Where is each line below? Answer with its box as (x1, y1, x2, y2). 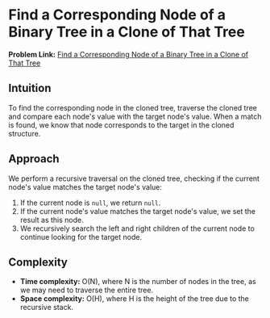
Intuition (8, 82, 52, 95)
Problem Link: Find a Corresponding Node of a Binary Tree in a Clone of (8, 49, 248, 59)
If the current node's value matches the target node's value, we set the (19, 206, 256, 215)
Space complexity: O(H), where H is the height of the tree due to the (19, 294, 250, 303)
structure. (8, 128, 41, 138)
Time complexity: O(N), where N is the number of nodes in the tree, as (19, 277, 256, 287)
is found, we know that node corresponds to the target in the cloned (8, 119, 235, 130)
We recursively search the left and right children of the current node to (19, 224, 255, 233)
